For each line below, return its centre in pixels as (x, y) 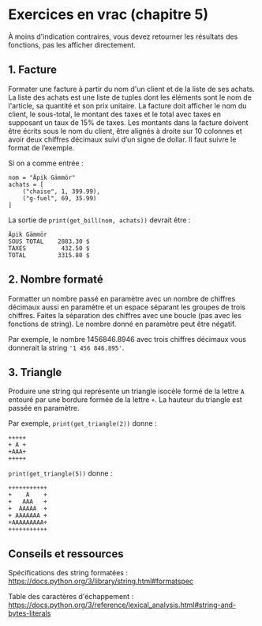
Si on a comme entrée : (46, 163)
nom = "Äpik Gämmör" (42, 177)
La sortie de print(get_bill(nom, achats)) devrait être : (99, 220)
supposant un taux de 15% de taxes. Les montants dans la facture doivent (128, 122)
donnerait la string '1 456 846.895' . (66, 347)
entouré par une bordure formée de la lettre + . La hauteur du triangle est (125, 400)
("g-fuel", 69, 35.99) (60, 198)
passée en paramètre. (44, 408)
